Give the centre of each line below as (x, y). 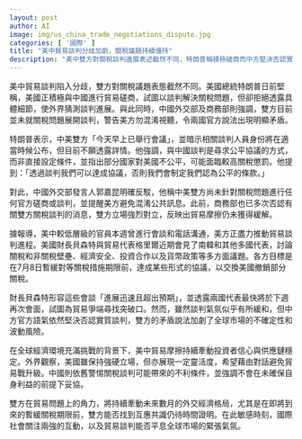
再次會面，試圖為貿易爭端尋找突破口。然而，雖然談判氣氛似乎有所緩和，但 (147, 309)
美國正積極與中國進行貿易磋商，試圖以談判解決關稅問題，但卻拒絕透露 (155, 97)
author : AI (30, 26)
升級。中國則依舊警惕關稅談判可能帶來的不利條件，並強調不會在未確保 (155, 373)
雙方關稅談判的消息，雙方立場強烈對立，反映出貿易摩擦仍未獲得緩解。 (147, 214)
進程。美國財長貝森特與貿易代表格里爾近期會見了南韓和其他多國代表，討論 (155, 245)
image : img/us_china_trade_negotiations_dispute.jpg (110, 34)
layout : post (34, 18)
